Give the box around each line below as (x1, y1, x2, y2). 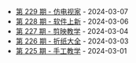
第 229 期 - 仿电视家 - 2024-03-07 (15, 7, 128, 16)
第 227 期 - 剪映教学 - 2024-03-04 (15, 27, 129, 35)
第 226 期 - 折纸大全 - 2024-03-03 (15, 36, 129, 46)
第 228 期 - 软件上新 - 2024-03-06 (15, 17, 129, 26)
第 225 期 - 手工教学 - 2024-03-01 (15, 46, 127, 55)
